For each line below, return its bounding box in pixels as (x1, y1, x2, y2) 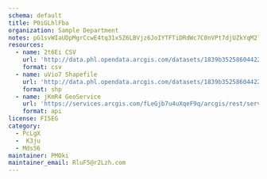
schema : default (8, 11, 62, 20)
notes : (8, 33, 30, 42)
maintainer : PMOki (8, 151, 69, 159)
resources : (8, 41, 44, 49)
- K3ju (15, 136, 41, 145)
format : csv (22, 63, 62, 71)
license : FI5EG (8, 115, 59, 123)
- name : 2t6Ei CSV (15, 48, 77, 56)
